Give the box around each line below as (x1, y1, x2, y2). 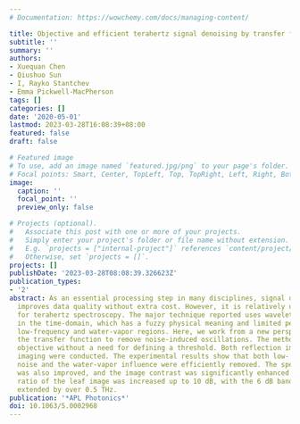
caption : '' (17, 187, 62, 195)
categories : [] (9, 104, 66, 112)
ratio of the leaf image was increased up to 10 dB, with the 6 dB (17, 377, 274, 386)
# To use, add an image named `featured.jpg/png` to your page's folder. (9, 162, 290, 170)
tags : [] (9, 96, 42, 104)
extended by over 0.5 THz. (17, 385, 118, 394)
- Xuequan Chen (9, 62, 66, 71)
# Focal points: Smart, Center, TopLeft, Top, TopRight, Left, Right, (9, 170, 278, 179)
